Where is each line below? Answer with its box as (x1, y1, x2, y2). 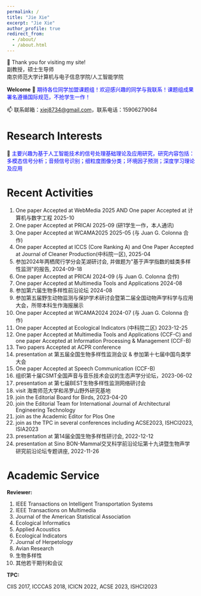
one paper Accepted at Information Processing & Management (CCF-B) (15, 337, 191, 344)
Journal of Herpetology (15, 538, 73, 545)
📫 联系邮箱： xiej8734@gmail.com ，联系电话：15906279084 (7, 106, 157, 113)
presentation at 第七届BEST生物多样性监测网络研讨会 (15, 379, 146, 387)
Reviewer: (7, 488, 32, 495)
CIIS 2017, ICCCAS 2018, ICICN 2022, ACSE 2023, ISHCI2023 (7, 583, 157, 590)
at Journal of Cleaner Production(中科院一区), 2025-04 (15, 250, 151, 257)
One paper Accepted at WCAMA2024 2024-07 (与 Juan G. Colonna (15, 309, 183, 316)
